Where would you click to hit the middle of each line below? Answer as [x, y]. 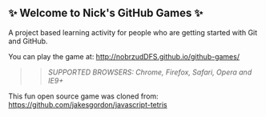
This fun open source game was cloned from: [83, 96]
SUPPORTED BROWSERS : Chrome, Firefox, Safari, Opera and [150, 72]
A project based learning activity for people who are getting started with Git [133, 32]
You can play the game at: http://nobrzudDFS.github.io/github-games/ [124, 56]
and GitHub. [28, 41]
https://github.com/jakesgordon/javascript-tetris [88, 104]
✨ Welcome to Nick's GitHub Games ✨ [106, 13]
